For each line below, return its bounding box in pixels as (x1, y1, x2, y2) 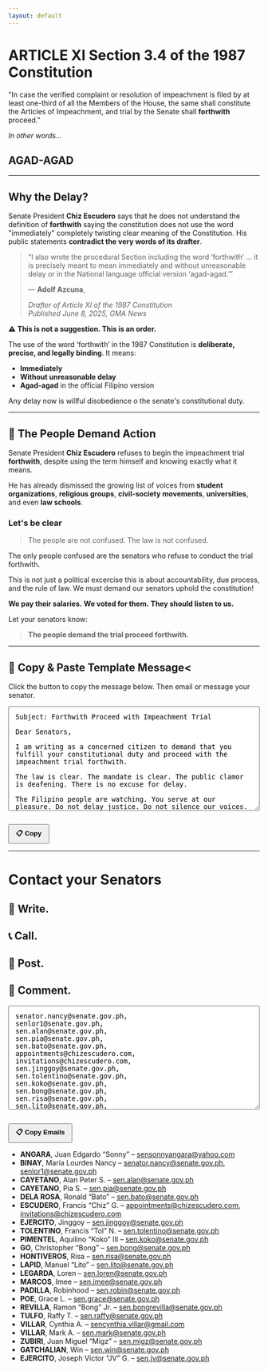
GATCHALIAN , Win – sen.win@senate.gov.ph (19, 1345, 170, 1354)
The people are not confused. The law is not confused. (27, 536, 209, 545)
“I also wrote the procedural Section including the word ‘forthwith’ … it (27, 253, 258, 262)
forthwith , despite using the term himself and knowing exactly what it (8, 456, 238, 466)
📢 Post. (8, 956, 45, 970)
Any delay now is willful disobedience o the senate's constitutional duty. (8, 397, 245, 406)
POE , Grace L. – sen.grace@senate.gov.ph (19, 1293, 160, 1303)
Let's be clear (8, 517, 62, 528)
